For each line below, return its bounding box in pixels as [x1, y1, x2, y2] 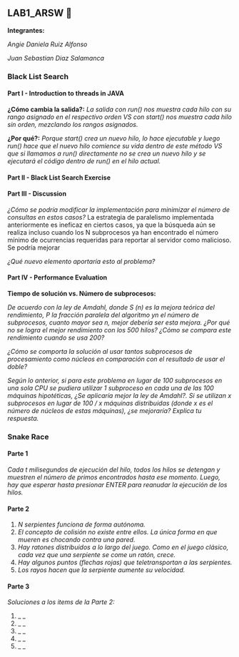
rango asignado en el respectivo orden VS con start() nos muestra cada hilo [7, 112, 232, 121]
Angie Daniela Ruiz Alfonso [7, 40, 88, 49]
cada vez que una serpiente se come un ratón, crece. [17, 551, 176, 559]
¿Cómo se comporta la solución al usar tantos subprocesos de [7, 347, 193, 355]
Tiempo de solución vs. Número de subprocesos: [7, 289, 156, 297]
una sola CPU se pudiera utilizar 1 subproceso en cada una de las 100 [7, 383, 214, 392]
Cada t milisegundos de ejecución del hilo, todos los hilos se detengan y [7, 465, 220, 474]
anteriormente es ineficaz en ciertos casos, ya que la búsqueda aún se [7, 220, 216, 229]
